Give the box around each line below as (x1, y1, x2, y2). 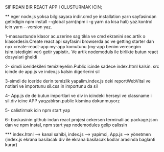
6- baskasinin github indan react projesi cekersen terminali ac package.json (5, 117, 158, 122)
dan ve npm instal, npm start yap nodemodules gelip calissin (5, 122, 127, 128)
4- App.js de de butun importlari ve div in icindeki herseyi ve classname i (5, 93, 152, 98)
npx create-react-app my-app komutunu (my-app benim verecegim (5, 44, 141, 49)
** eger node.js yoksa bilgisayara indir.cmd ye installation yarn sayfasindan (5, 14, 157, 19)
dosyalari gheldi (5, 54, 38, 60)
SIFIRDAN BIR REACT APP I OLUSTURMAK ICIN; (5, 4, 102, 10)
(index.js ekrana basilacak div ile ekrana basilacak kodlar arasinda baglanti (5, 136, 156, 142)
